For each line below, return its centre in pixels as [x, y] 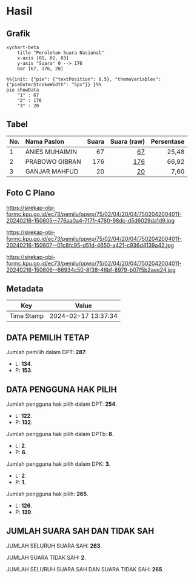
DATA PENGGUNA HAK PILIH [62, 389]
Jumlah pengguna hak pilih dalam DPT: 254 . [62, 404]
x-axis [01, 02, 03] [43, 58]
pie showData [23, 90]
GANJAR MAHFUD [52, 171]
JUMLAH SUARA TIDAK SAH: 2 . [46, 557]
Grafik [18, 34]
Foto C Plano [31, 193]
